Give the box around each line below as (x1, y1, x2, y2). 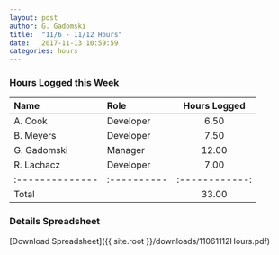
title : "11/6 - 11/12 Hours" (9, 30, 123, 39)
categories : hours (9, 47, 78, 56)
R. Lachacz (13, 159, 61, 171)
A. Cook (13, 114, 48, 127)
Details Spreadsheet (9, 215, 101, 228)
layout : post (9, 13, 58, 23)
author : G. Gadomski (9, 22, 87, 31)
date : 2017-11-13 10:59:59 (9, 38, 119, 48)
